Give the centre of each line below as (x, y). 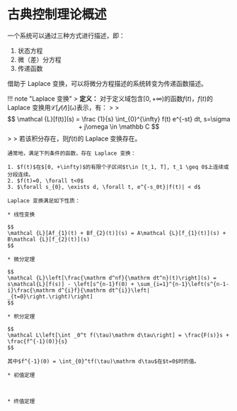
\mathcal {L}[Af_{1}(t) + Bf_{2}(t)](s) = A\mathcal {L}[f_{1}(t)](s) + (117, 233)
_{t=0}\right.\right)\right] (50, 296)
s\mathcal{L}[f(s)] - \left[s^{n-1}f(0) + (71, 284)
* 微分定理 (21, 259)
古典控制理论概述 (57, 15)
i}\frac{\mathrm (31, 290)
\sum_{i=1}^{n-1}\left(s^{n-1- (183, 284)
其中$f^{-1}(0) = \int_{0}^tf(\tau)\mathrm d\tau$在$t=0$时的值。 (104, 361)
